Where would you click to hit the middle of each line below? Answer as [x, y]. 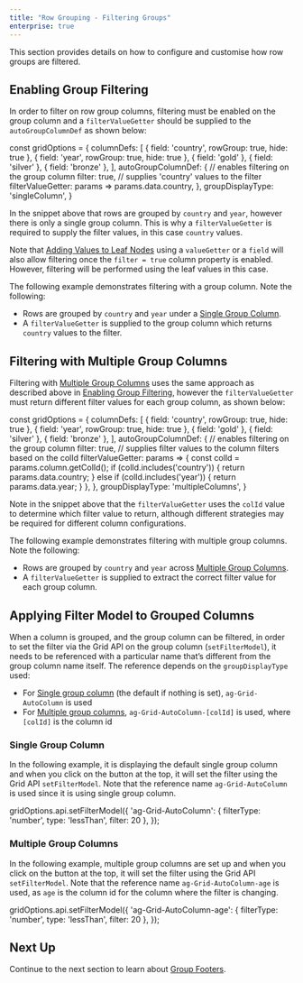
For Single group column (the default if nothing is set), [123, 693]
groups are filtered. [45, 61]
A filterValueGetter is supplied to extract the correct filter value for [149, 577]
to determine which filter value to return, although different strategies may [147, 514]
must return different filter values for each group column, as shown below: [147, 402]
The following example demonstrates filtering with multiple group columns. [148, 541]
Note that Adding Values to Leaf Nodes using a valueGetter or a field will [147, 250]
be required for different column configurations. [98, 523]
